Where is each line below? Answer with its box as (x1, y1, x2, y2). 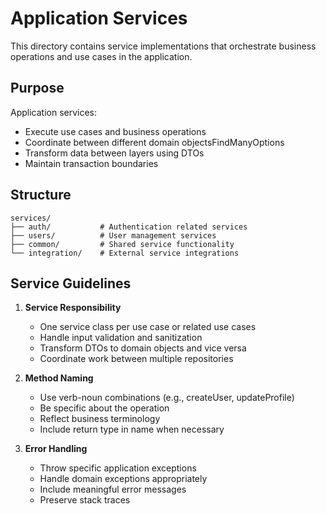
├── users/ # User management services (10, 230, 217, 241)
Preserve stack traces (39, 494, 131, 506)
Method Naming (24, 372, 94, 384)
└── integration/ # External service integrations (10, 248, 240, 258)
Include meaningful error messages (39, 483, 187, 496)
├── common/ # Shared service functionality (10, 239, 235, 249)
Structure (10, 187, 72, 204)
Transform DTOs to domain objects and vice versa (39, 342, 247, 354)
